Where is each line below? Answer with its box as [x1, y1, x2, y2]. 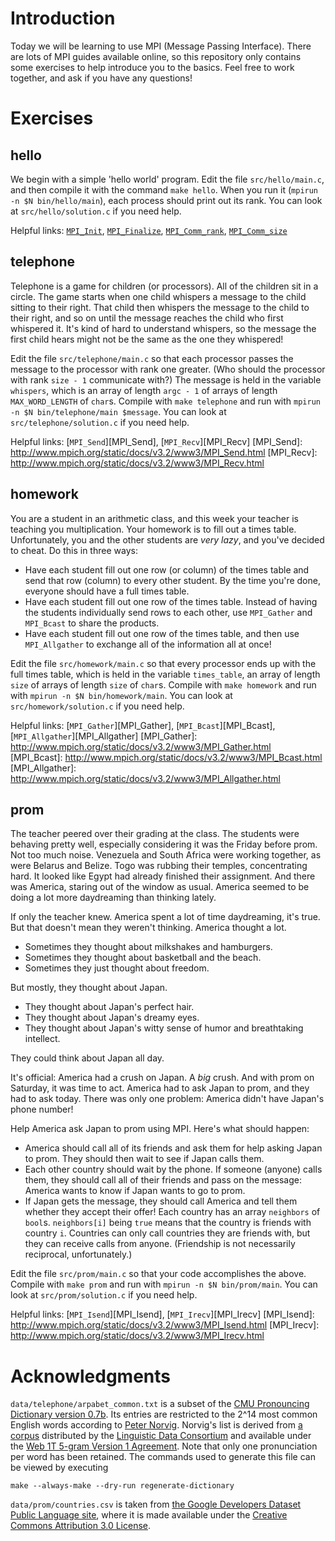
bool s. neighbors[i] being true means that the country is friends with [24, 1217, 312, 1229]
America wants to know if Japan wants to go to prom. [24, 1185, 246, 1197]
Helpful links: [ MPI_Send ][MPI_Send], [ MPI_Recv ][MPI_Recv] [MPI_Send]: [10, 435, 303, 447]
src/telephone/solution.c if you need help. [10, 416, 190, 428]
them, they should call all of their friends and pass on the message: [24, 1174, 302, 1186]
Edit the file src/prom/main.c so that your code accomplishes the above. [10, 1268, 307, 1280]
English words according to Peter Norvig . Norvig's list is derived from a [10, 1419, 303, 1431]
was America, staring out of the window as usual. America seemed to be [10, 881, 310, 893]
